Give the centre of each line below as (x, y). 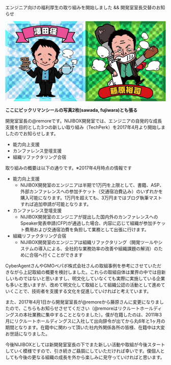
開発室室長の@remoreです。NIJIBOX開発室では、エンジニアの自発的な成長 (84, 121)
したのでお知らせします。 (32, 133)
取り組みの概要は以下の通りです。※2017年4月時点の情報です (69, 168)
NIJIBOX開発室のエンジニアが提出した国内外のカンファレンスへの (89, 217)
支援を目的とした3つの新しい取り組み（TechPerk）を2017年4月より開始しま (85, 127)
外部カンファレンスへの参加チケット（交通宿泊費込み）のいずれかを (91, 191)
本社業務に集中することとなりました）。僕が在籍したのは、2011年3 (92, 315)
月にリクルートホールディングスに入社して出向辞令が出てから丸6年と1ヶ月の (85, 321)
